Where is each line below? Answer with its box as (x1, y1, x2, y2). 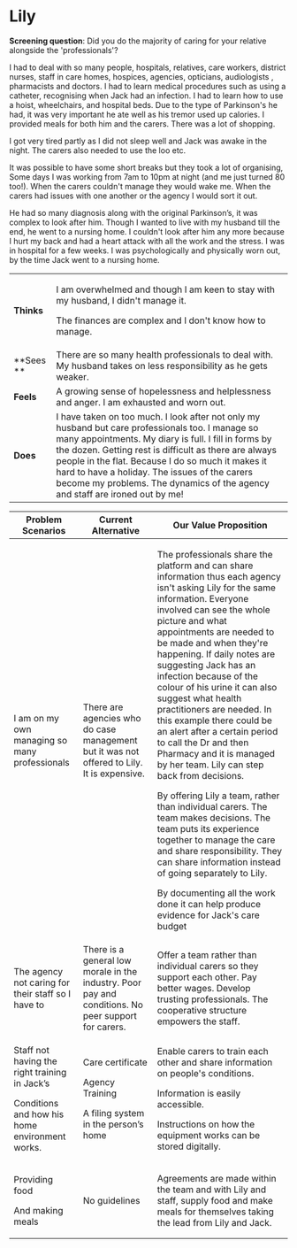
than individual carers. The (156, 800, 268, 813)
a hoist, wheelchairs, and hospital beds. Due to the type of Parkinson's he (9, 99, 278, 110)
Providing (13, 1173, 54, 1185)
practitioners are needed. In (156, 703, 272, 715)
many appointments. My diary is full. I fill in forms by (56, 432, 272, 444)
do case (82, 723, 117, 736)
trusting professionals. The (156, 993, 269, 1005)
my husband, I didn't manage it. (56, 294, 187, 306)
